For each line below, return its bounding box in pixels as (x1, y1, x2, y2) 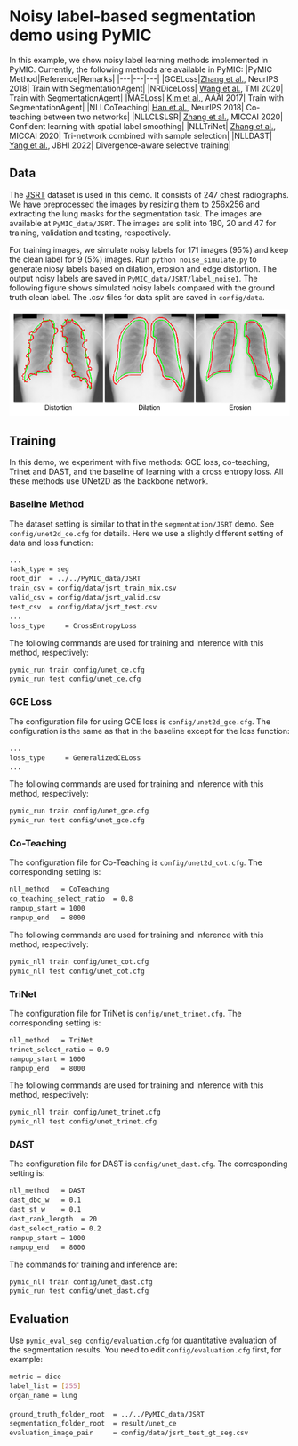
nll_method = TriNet (9, 1035, 93, 1044)
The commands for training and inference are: (9, 1259, 178, 1270)
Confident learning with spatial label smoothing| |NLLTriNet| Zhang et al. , (9, 120, 277, 131)
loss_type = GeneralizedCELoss (9, 753, 141, 763)
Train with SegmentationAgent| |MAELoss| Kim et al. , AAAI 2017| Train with (9, 92, 285, 103)
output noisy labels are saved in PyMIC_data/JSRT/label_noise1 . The (9, 273, 258, 283)
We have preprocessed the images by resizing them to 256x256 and (9, 199, 261, 209)
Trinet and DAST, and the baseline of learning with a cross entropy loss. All (9, 466, 284, 478)
